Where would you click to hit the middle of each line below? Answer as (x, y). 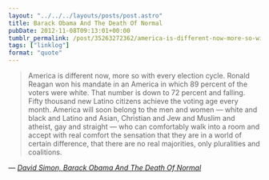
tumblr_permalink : (39, 38)
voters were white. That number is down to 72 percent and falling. (137, 92)
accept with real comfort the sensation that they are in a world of (135, 135)
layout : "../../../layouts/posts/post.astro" (85, 16)
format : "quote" (35, 53)
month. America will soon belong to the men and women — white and (143, 110)
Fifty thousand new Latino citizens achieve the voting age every (133, 101)
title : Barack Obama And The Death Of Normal (85, 23)
